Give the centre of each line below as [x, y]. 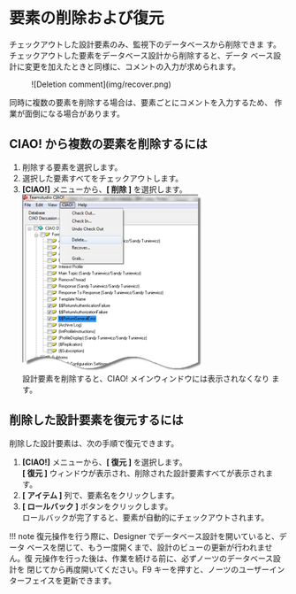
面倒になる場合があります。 [75, 113]
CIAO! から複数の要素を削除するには [108, 144]
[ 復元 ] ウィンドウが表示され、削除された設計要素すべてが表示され [144, 473]
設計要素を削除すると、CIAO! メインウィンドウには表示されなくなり [146, 378]
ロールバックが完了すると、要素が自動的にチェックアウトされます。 [145, 517]
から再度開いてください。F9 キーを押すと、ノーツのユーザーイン [167, 569]
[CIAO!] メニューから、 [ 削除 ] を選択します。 [104, 189]
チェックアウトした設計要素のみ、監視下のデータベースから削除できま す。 [145, 44]
